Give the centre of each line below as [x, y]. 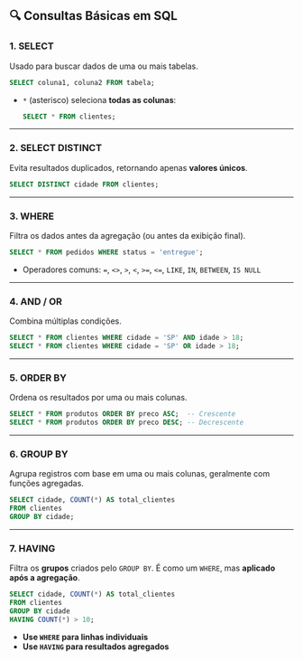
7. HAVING [32, 548]
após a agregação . [45, 578]
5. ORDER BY [38, 377]
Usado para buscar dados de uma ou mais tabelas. [104, 66]
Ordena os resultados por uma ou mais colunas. [98, 398]
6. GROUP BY [39, 454]
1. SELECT [32, 46]
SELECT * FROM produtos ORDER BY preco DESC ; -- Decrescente [127, 422]
